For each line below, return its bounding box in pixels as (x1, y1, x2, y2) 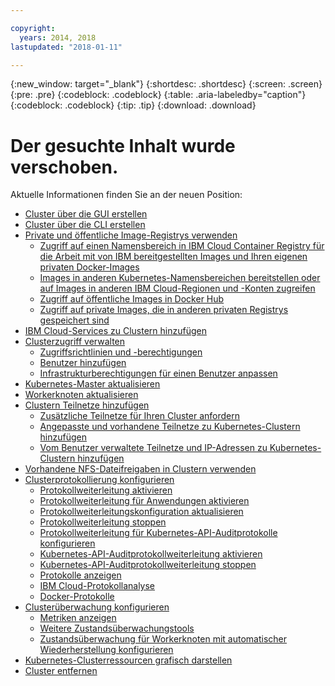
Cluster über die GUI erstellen (24, 208, 148, 220)
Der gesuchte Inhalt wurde (10, 134, 236, 157)
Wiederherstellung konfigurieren (39, 644, 174, 656)
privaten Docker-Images (39, 261, 140, 273)
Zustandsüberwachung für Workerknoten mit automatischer (39, 633, 288, 645)
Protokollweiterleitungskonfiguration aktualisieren (39, 506, 244, 518)
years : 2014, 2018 (19, 32, 97, 43)
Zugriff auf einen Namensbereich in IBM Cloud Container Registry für (39, 240, 325, 252)
